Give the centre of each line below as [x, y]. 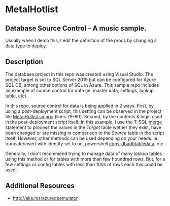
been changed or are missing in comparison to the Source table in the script [85, 133]
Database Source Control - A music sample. [76, 28]
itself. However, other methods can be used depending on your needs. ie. [82, 138]
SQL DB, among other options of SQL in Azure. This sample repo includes [82, 85]
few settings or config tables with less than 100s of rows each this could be [84, 164]
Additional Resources [40, 186]
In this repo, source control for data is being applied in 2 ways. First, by [79, 106]
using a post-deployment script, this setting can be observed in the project [83, 111]
